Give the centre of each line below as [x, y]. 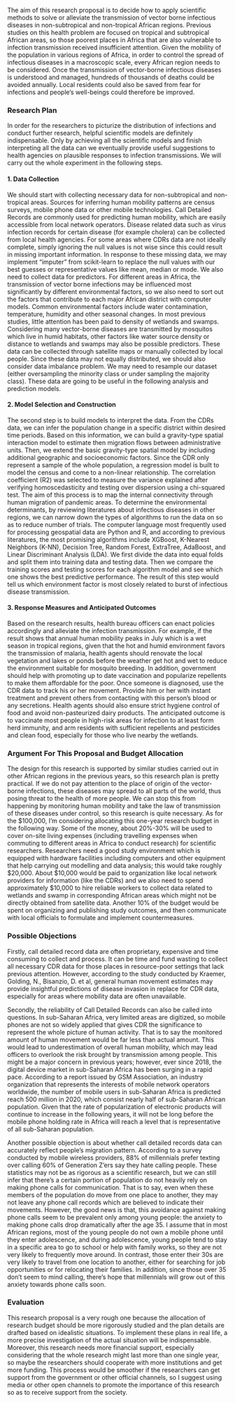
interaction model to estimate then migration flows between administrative [114, 442]
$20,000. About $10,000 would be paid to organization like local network [112, 873]
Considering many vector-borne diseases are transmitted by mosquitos [110, 328]
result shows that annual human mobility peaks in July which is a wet [107, 638]
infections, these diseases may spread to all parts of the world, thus [123, 791]
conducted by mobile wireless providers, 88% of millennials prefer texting [114, 1157]
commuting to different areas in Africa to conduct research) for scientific [112, 843]
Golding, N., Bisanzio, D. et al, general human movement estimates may [110, 981]
